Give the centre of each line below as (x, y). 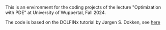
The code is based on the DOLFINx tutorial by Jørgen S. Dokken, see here (83, 22)
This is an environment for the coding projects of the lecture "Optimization (83, 7)
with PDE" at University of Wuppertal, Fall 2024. (56, 12)
